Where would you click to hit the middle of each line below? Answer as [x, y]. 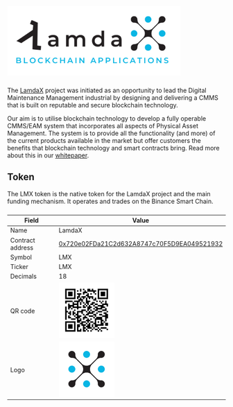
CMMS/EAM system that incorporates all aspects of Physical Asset [103, 125]
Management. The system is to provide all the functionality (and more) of [111, 133]
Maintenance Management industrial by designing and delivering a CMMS [113, 97]
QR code [23, 311]
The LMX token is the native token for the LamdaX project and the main [109, 193]
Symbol [21, 257]
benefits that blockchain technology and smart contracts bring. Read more [113, 148]
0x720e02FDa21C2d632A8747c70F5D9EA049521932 [141, 244]
